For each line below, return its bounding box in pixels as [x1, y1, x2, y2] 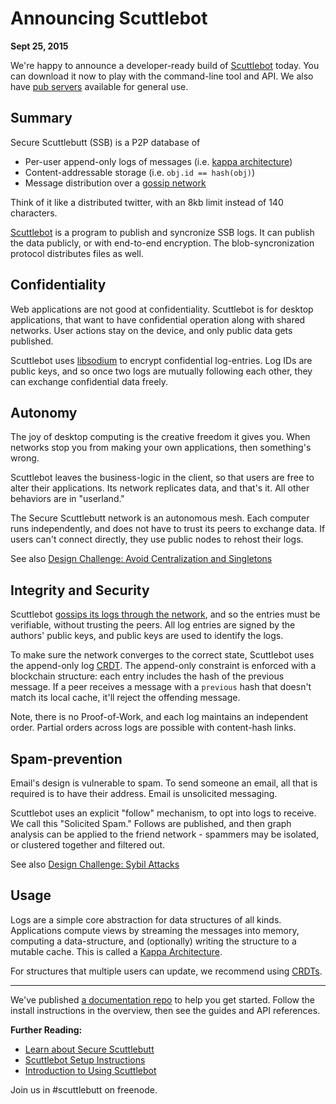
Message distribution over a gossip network [24, 177, 207, 189]
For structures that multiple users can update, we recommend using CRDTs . [10, 965, 323, 977]
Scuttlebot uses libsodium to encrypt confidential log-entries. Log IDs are [10, 354, 313, 366]
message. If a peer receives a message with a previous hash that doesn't [10, 681, 312, 693]
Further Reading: [10, 1023, 83, 1036]
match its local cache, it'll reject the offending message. [10, 692, 241, 704]
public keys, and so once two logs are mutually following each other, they [10, 365, 313, 377]
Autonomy [10, 404, 78, 421]
